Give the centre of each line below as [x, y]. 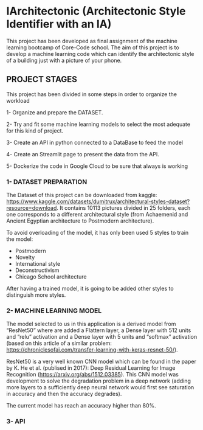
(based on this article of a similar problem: [59, 343]
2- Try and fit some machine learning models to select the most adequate [98, 124]
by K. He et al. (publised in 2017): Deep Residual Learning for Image [91, 368]
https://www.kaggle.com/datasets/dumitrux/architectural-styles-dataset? [98, 201]
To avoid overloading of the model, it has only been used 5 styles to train [98, 233]
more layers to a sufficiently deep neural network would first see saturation [100, 387]
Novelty [25, 257]
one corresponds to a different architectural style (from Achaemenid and [97, 215]
